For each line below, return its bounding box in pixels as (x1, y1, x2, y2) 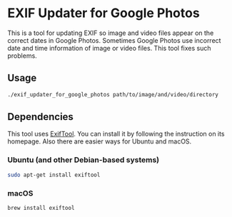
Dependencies (7, 111, 74, 123)
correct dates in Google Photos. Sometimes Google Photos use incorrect (7, 36, 221, 44)
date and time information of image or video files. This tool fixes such (7, 44, 212, 52)
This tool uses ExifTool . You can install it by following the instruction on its (7, 130, 225, 138)
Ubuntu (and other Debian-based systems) (7, 155, 159, 165)
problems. (7, 51, 37, 60)
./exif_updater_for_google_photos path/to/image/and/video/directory (7, 91, 219, 98)
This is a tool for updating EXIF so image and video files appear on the (7, 29, 214, 37)
